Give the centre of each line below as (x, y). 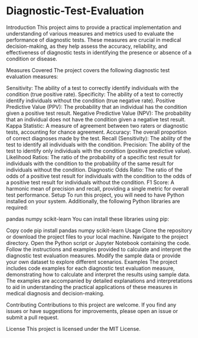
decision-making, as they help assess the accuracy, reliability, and (87, 46)
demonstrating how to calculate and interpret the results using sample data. (98, 274)
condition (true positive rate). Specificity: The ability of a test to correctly (95, 94)
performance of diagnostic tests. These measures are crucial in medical (94, 40)
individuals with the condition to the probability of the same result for (90, 163)
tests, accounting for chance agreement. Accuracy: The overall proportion (97, 132)
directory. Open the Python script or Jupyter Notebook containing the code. (98, 243)
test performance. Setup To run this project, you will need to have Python (95, 195)
